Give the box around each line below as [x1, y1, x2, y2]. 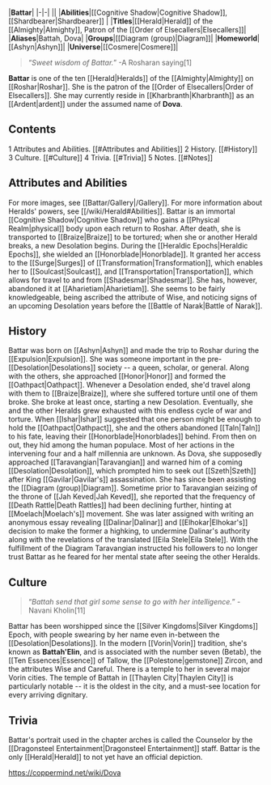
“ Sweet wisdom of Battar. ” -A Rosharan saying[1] [28, 57, 193, 67]
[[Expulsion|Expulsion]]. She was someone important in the [8, 354, 206, 364]
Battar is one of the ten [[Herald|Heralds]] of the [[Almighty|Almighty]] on [8, 74, 254, 83]
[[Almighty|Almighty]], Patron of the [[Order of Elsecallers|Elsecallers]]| [8, 25, 247, 34]
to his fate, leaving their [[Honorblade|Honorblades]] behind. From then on [8, 431, 257, 441]
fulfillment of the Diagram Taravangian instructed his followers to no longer [8, 543, 258, 554]
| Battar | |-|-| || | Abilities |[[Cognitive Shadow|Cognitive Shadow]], [8, 8, 228, 17]
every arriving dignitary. [8, 690, 88, 700]
